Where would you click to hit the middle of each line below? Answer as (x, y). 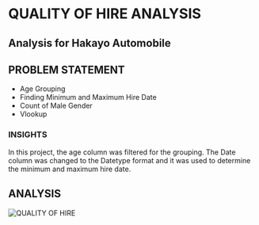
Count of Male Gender (56, 106)
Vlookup (33, 114)
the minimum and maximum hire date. (70, 169)
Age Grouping (42, 89)
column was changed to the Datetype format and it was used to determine (129, 160)
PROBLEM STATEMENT (67, 69)
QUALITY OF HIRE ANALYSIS (105, 14)
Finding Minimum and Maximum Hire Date (88, 97)
